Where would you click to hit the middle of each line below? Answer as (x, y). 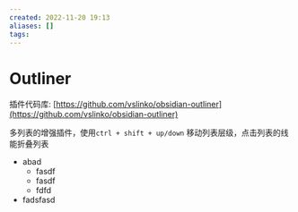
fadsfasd (39, 200)
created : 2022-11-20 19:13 (60, 17)
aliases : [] (31, 26)
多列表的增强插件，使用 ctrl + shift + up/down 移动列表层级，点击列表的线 (149, 133)
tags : (19, 34)
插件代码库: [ (33, 105)
